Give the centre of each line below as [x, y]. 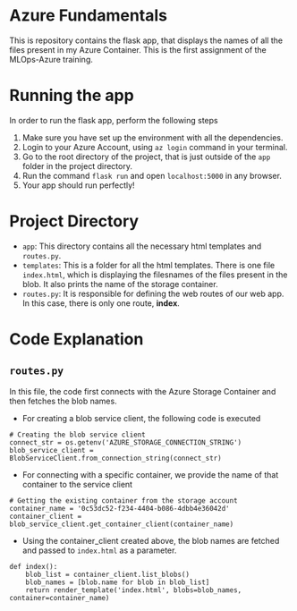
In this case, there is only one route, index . [101, 303]
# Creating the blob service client [77, 435]
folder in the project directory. [77, 165]
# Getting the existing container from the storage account [124, 501]
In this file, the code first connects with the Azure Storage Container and [143, 391]
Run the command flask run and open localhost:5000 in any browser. [152, 175]
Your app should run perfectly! [79, 185]
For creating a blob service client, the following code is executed [141, 418]
